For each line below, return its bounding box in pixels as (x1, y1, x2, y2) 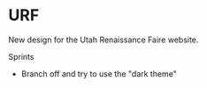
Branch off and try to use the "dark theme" (20, 68, 178, 79)
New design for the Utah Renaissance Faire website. (8, 34, 199, 45)
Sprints (8, 51, 34, 62)
